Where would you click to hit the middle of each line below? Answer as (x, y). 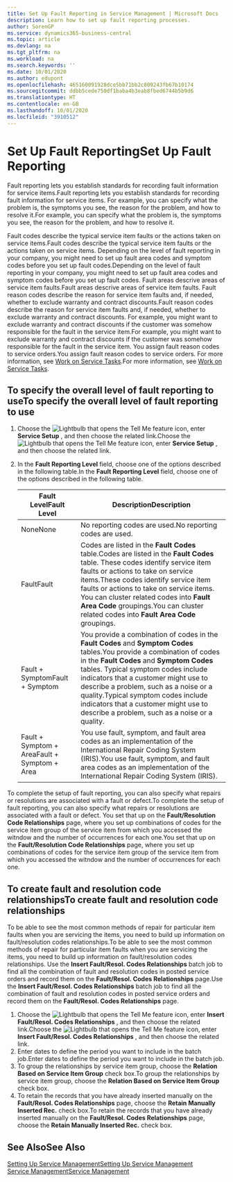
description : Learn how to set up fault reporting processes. (99, 20)
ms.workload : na (31, 59)
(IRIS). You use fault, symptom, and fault (145, 759)
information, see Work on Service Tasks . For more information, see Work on (115, 361)
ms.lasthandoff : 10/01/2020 (48, 110)
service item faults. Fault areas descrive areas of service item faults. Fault (112, 287)
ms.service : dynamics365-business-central (69, 33)
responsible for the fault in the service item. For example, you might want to (114, 331)
